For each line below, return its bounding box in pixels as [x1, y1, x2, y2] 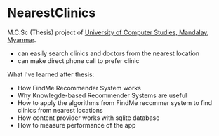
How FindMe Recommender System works [17, 83, 142, 92]
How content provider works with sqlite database [17, 114, 160, 122]
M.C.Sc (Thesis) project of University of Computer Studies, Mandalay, [7, 28, 209, 36]
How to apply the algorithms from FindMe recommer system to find [17, 98, 213, 107]
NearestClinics [7, 5, 96, 21]
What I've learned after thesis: [7, 70, 95, 79]
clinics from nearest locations [17, 106, 103, 114]
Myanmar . [7, 35, 36, 43]
